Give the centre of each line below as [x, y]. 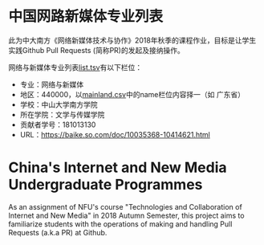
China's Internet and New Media [118, 167]
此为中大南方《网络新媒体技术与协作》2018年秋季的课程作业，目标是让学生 [132, 40]
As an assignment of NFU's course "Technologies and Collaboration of [125, 206]
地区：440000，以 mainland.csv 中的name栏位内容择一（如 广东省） [132, 94]
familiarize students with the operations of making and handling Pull [120, 224]
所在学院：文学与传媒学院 [62, 114]
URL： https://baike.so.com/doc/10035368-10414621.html [115, 134]
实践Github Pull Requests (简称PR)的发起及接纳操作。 [96, 50]
